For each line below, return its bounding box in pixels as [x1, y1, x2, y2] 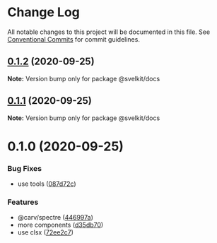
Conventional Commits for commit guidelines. [7, 35, 140, 43]
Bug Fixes [7, 163, 42, 173]
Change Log [7, 4, 80, 20]
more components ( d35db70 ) [17, 220, 104, 230]
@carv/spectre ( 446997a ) [17, 213, 93, 222]
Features [7, 197, 39, 207]
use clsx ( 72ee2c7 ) [17, 228, 74, 237]
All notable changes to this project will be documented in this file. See [7, 28, 211, 36]
